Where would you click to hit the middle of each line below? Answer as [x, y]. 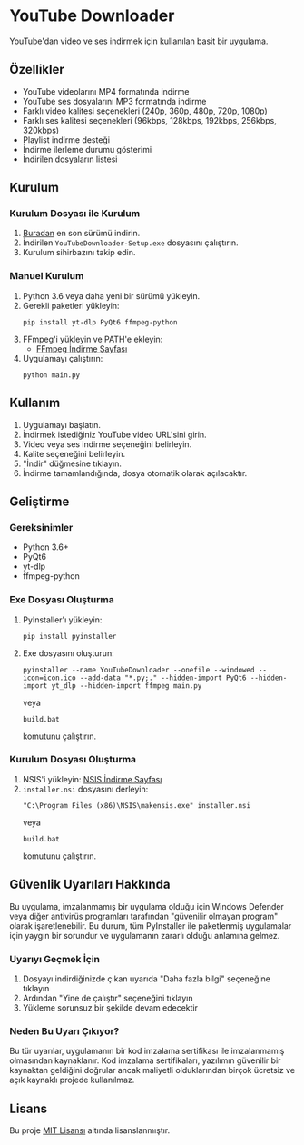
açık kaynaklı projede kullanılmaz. [72, 1080]
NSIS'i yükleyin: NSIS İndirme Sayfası [92, 779]
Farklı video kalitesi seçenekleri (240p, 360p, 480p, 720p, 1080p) [145, 111]
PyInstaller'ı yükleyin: [62, 620]
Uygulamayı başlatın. [62, 424]
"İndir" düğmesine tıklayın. [72, 463]
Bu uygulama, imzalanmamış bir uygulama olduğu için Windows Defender [147, 906]
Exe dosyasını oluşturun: [69, 653]
